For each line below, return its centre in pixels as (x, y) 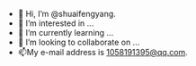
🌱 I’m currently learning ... (66, 33)
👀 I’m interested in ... (56, 23)
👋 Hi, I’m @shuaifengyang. (67, 14)
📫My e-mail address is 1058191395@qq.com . (103, 52)
